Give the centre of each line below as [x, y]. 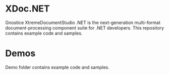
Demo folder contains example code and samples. [57, 67]
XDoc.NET [27, 9]
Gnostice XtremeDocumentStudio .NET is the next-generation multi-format [83, 22]
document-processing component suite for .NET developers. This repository [85, 27]
